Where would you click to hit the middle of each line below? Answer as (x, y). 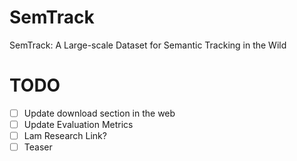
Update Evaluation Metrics (78, 124)
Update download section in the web (99, 113)
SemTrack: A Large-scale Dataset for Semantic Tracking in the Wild (148, 45)
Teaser (38, 147)
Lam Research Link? (65, 135)
